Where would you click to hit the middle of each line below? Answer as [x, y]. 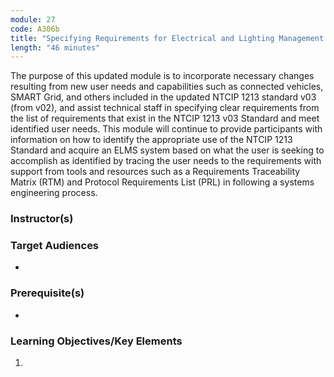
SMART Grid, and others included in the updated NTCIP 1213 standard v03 [163, 97]
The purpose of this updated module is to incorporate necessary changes [162, 76]
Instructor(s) [42, 219]
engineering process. [54, 193]
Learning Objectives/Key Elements [96, 341]
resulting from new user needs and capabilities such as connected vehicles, [167, 87]
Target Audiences [55, 246]
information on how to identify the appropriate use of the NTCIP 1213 [151, 140]
